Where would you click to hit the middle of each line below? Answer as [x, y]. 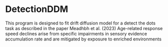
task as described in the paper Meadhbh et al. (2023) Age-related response [84, 28]
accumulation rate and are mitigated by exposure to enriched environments [83, 39]
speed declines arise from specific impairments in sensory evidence [76, 33]
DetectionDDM [37, 9]
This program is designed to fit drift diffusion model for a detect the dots [80, 23]
